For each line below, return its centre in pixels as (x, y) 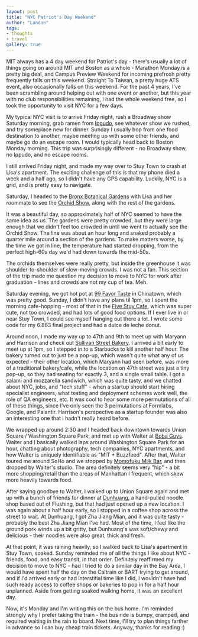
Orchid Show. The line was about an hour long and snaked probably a (91, 233)
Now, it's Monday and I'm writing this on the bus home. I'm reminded (90, 608)
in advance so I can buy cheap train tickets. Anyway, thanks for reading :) (95, 627)
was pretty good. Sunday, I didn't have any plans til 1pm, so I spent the (92, 300)
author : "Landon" (27, 22)
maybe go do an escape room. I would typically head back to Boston (90, 142)
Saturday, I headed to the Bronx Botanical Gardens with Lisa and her (89, 196)
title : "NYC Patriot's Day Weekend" (51, 17)
